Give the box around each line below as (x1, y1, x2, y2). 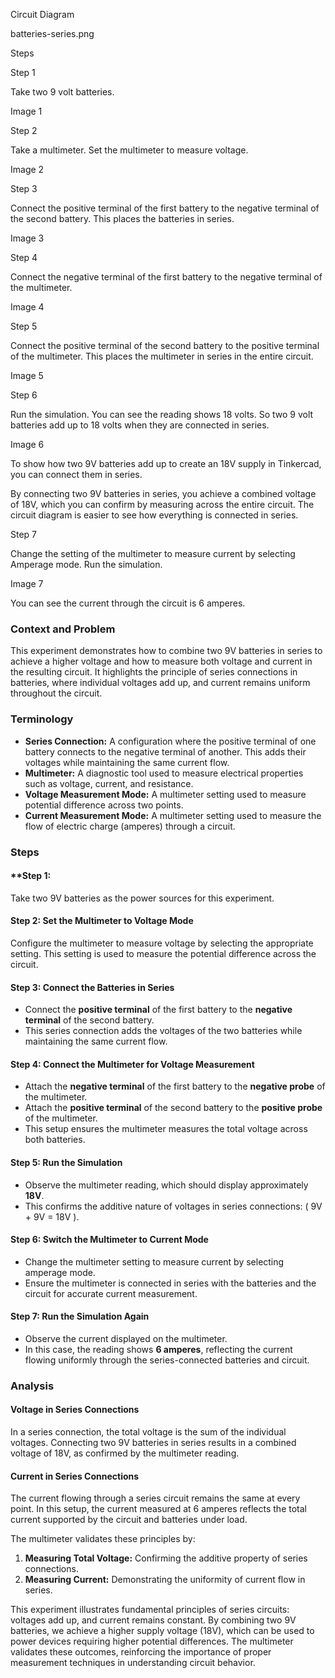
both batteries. (24, 1134, 86, 1146)
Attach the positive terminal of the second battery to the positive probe (24, 1102, 323, 1114)
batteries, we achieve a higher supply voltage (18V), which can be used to (10, 1625, 315, 1637)
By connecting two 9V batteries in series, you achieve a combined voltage (10, 488, 317, 499)
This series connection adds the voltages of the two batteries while (24, 1025, 303, 1037)
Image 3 (10, 232, 45, 244)
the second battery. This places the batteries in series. (10, 213, 235, 224)
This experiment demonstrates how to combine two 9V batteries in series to (10, 645, 323, 657)
